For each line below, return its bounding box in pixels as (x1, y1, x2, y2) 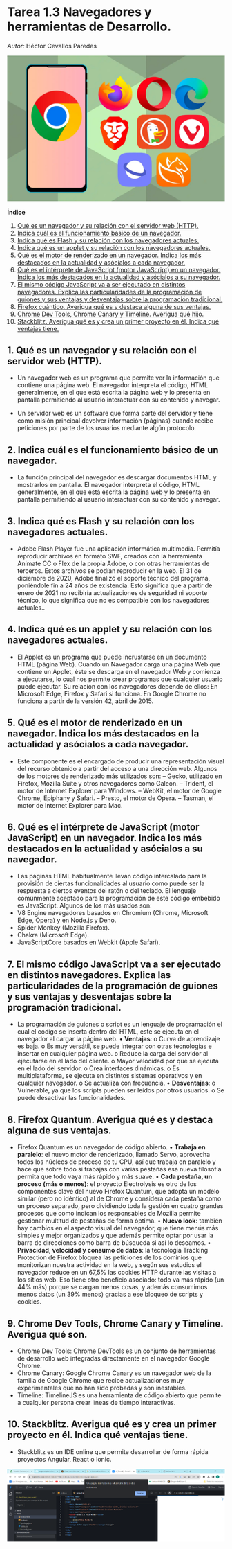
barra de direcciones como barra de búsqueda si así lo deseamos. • (17, 1239, 211, 1247)
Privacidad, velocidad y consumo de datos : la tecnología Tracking (17, 1246, 209, 1255)
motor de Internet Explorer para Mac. (17, 801, 123, 809)
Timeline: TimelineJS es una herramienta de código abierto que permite (17, 1390, 222, 1399)
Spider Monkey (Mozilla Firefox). (17, 923, 110, 932)
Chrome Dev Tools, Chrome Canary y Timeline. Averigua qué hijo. (17, 310, 204, 318)
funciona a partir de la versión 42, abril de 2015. (17, 697, 154, 705)
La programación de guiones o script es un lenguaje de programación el (17, 1020, 223, 1029)
